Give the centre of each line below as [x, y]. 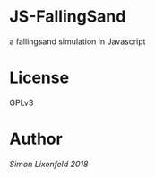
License [39, 78]
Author [36, 139]
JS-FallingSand [68, 17]
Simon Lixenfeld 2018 [49, 164]
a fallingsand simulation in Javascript [77, 41]
